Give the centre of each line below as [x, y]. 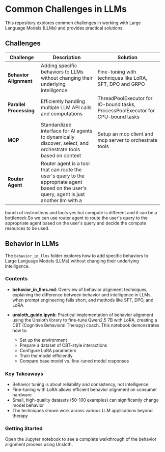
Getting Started [24, 428]
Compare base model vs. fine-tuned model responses [74, 361]
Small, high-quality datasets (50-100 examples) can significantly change [85, 400]
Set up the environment [43, 340]
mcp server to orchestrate [127, 140]
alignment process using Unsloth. [39, 445]
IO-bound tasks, [117, 104]
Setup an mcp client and [125, 134]
